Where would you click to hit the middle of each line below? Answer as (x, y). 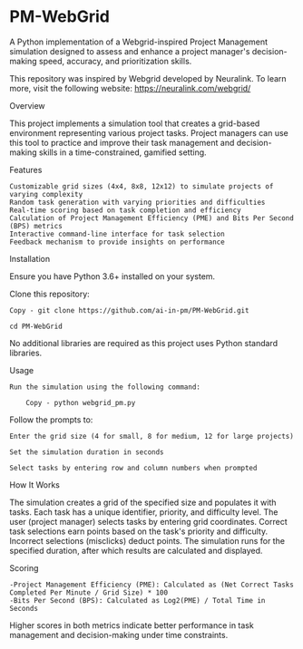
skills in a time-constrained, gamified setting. (122, 152)
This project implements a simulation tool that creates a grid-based (135, 123)
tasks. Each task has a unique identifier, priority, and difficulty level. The (144, 512)
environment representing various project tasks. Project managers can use (149, 132)
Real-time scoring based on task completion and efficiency (126, 210)
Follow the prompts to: (51, 420)
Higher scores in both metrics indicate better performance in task (132, 625)
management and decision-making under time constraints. (119, 634)
